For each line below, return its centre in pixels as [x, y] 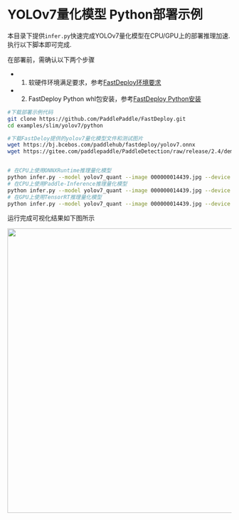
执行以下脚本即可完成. [40, 44]
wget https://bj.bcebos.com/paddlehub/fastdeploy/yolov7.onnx [101, 145]
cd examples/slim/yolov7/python [55, 125]
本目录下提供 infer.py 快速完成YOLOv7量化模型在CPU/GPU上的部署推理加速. [119, 36]
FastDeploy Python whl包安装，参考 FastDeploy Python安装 [115, 99]
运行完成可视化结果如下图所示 [51, 218]
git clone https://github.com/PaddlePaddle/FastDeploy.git [97, 119]
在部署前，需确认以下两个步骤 [51, 59]
